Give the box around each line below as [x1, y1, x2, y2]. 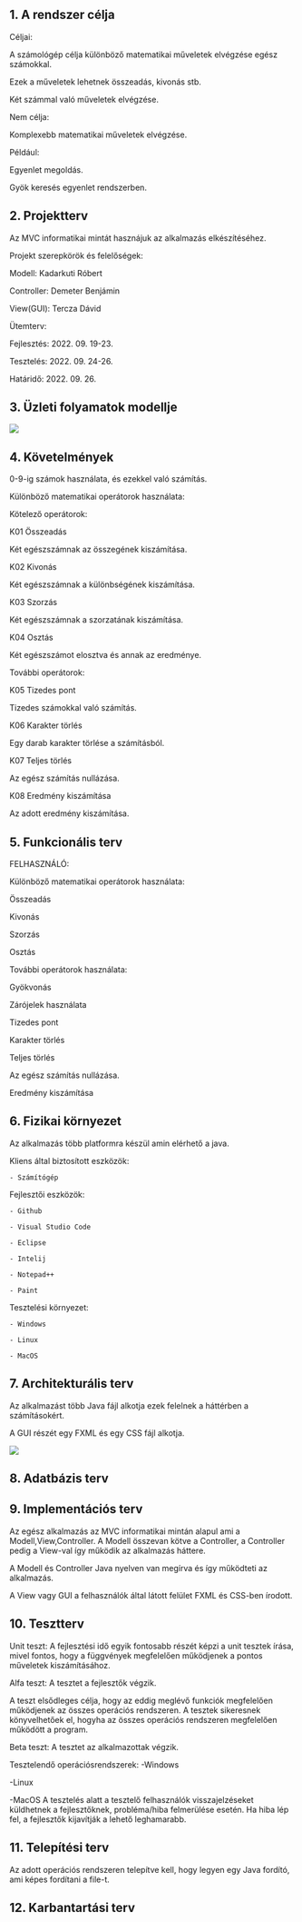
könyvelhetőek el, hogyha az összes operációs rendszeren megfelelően [9, 1714, 278, 1725]
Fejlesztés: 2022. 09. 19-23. [9, 338, 113, 349]
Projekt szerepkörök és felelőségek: [9, 250, 143, 261]
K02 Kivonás [9, 562, 57, 573]
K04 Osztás [9, 632, 54, 643]
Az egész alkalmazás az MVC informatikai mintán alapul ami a [9, 1526, 240, 1537]
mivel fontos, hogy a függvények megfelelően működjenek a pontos [9, 1649, 263, 1661]
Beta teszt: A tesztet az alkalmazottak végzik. [9, 1741, 180, 1752]
